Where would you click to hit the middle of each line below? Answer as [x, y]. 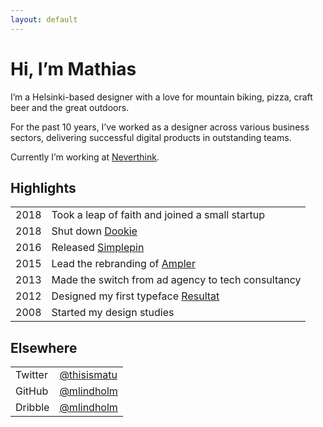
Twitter [31, 375]
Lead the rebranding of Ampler [123, 264]
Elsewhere [44, 347]
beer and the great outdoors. [70, 107]
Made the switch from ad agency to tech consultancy [176, 280]
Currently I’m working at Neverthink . [85, 157]
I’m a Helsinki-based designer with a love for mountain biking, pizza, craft [161, 97]
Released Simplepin [98, 248]
